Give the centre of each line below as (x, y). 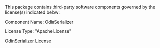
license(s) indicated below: (33, 12)
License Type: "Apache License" (38, 31)
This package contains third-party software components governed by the (80, 7)
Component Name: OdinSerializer (39, 22)
